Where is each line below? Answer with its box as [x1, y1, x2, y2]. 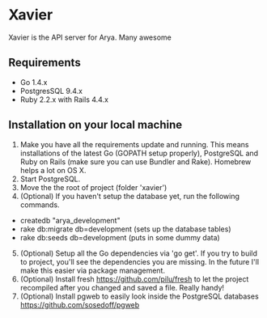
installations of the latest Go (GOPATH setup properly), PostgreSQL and [19, 148, 259, 158]
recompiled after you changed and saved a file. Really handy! [19, 282, 225, 292]
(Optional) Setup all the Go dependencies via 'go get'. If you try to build [19, 248, 257, 258]
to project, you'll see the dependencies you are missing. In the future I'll [19, 257, 260, 266]
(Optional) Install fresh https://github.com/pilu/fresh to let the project [19, 273, 249, 284]
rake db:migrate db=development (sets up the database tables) [19, 224, 231, 234]
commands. [19, 200, 60, 210]
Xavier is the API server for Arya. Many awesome [8, 32, 172, 42]
